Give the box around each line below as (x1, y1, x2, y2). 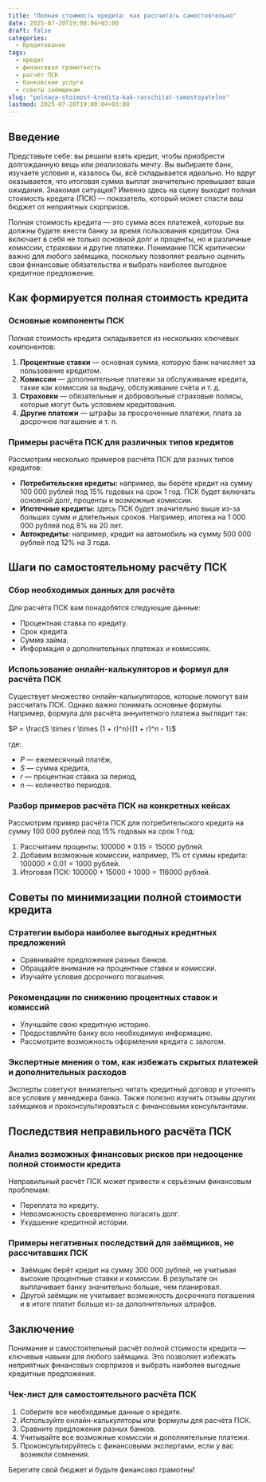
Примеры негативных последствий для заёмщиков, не (8, 1237, 235, 1249)
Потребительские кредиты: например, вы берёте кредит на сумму (19, 478, 253, 488)
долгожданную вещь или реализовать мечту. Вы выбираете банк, (8, 159, 233, 169)
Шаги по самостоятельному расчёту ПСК (8, 561, 228, 574)
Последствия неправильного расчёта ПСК (8, 1124, 233, 1138)
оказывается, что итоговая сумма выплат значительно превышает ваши (8, 176, 256, 186)
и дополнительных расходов (8, 1067, 127, 1078)
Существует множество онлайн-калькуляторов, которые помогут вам (8, 691, 248, 701)
